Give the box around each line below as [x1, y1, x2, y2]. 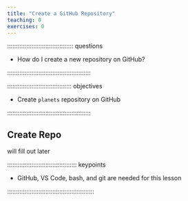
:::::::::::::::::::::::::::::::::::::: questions [7, 42, 103, 50]
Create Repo [7, 128, 62, 140]
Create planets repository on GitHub [17, 95, 121, 104]
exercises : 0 [7, 23, 45, 30]
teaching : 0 [7, 17, 41, 23]
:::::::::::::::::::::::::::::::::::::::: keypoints [7, 160, 106, 169]
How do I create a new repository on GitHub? [17, 55, 145, 64]
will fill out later [7, 147, 50, 155]
